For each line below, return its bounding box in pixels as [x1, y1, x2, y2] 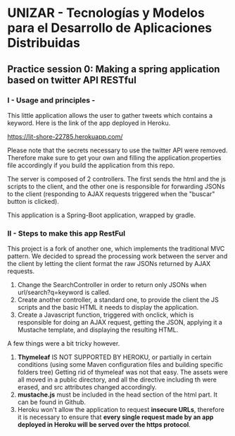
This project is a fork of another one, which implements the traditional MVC [7, 245, 225, 253]
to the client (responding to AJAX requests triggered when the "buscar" [7, 189, 215, 198]
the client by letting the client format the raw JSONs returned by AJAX [7, 260, 211, 268]
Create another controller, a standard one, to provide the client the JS [17, 296, 220, 304]
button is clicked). [7, 197, 60, 205]
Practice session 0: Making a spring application [7, 63, 220, 75]
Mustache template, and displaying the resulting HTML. [17, 326, 179, 334]
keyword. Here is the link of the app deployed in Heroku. [7, 119, 171, 127]
